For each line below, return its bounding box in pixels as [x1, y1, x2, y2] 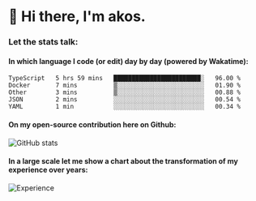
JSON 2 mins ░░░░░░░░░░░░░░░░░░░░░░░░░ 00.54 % [8, 96, 241, 104]
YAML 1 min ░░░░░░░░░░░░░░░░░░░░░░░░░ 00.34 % [8, 103, 241, 111]
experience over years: [8, 165, 88, 175]
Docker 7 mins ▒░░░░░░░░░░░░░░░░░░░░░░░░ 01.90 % [8, 81, 241, 90]
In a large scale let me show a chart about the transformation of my [8, 156, 239, 166]
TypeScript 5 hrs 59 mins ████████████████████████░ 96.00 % [8, 75, 241, 83]
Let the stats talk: [8, 36, 79, 48]
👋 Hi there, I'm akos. [8, 7, 146, 26]
